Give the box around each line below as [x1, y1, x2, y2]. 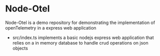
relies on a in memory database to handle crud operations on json [12, 39, 149, 45]
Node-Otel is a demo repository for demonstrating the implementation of [5, 19, 155, 25]
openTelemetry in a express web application [5, 24, 97, 30]
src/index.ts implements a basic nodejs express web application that [12, 34, 154, 40]
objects [12, 45, 29, 51]
